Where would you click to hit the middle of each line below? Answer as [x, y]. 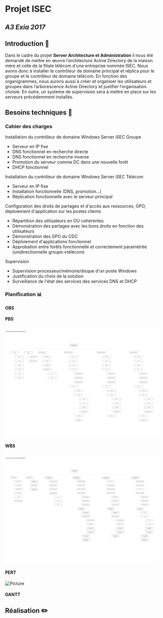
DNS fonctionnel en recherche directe [50, 152]
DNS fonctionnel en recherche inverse [51, 157]
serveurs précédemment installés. [39, 97]
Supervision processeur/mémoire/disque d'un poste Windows [74, 271]
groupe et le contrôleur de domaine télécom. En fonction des [66, 76]
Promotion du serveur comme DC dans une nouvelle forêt [70, 162]
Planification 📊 [24, 294]
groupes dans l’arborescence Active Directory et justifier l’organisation [76, 87]
